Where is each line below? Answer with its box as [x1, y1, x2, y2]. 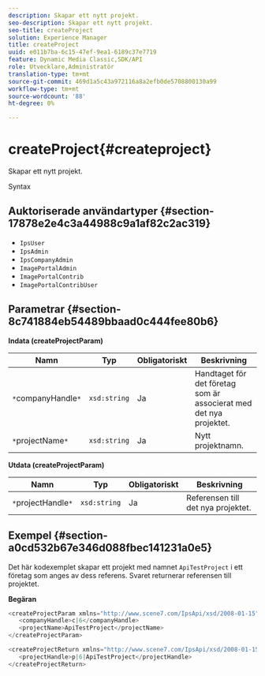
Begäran [8, 594, 37, 603]
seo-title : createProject [8, 26, 93, 34]
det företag [194, 378, 237, 389]
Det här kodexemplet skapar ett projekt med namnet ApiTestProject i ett [8, 562, 243, 572]
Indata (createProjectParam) [8, 336, 104, 345]
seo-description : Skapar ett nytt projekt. [8, 19, 154, 27]
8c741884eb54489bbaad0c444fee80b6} [8, 315, 219, 328]
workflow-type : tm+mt [8, 84, 80, 93]
